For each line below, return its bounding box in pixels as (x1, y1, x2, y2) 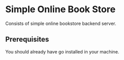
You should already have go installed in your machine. (5, 48, 119, 54)
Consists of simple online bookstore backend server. (5, 20, 116, 26)
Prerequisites (5, 35, 49, 44)
